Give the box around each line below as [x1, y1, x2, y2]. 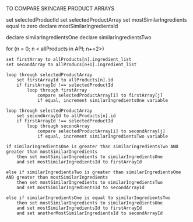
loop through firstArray [27, 87, 87, 93]
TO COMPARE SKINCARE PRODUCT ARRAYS [6, 5, 115, 12]
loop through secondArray [27, 123, 90, 129]
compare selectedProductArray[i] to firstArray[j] [37, 93, 163, 98]
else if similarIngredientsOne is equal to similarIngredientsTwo [6, 195, 171, 201]
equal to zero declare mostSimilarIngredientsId [6, 23, 118, 29]
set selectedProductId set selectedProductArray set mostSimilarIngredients [6, 16, 187, 23]
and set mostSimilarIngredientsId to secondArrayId [16, 185, 145, 190]
